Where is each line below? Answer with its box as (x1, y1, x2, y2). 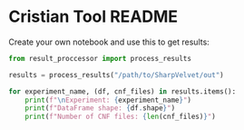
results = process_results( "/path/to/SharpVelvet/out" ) (8, 70, 224, 79)
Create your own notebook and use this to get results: (8, 36, 210, 47)
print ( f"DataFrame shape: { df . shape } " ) (24, 104, 176, 113)
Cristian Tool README (8, 6, 179, 27)
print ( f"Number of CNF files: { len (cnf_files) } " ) (24, 112, 217, 122)
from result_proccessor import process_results (8, 54, 192, 63)
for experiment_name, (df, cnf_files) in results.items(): (8, 86, 237, 96)
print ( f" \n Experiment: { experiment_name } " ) (24, 95, 192, 105)
